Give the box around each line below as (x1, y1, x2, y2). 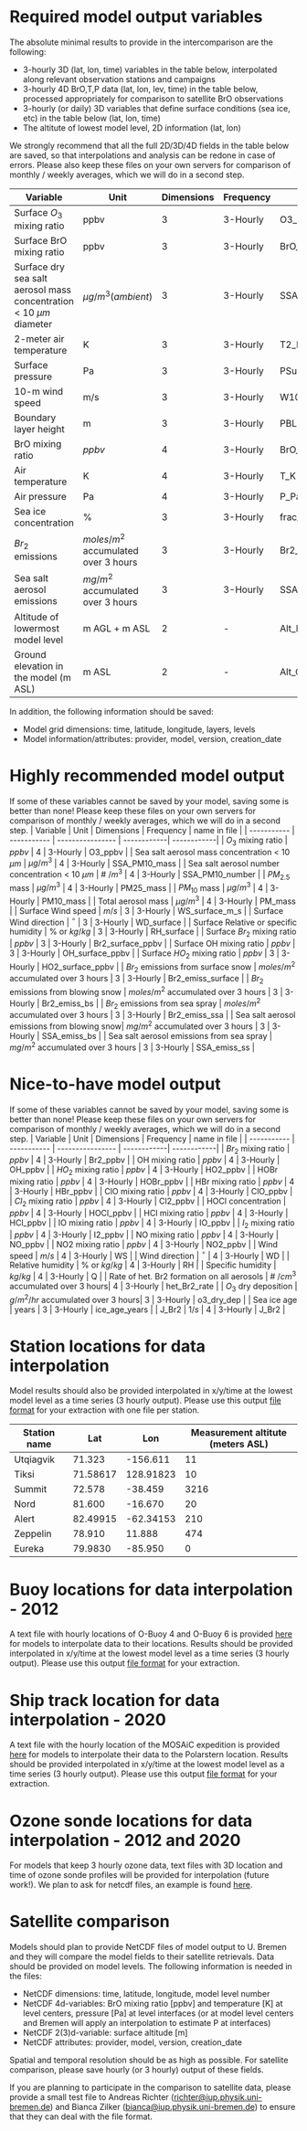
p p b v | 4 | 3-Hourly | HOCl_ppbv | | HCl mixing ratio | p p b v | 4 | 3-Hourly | (9, 1207, 289, 1218)
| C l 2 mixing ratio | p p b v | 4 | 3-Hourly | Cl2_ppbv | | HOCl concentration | (9, 1195, 286, 1208)
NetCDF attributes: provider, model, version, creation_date (22, 2037, 242, 2048)
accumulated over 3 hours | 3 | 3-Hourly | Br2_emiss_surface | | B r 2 (9, 973, 264, 986)
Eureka (14, 1543, 44, 1555)
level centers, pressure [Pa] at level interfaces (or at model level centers (22, 2008, 294, 2019)
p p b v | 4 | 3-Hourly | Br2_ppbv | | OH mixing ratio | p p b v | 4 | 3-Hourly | (9, 1154, 281, 1166)
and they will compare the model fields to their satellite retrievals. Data (9, 1951, 275, 1962)
